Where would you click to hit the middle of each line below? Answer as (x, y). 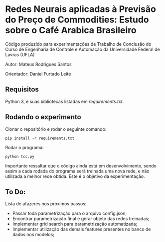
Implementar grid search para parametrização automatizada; (75, 224)
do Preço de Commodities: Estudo (77, 20)
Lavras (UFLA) (20, 54)
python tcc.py (20, 157)
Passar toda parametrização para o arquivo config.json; (70, 213)
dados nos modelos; (33, 235)
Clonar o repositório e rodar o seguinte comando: (56, 129)
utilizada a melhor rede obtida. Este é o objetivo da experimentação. (75, 176)
